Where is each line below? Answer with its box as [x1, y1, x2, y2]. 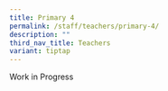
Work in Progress [9, 71, 74, 82]
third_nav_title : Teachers [9, 38, 111, 48]
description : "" [9, 30, 70, 39]
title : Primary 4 [9, 13, 75, 23]
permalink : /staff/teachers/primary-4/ [9, 22, 160, 31]
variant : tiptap [9, 47, 70, 56]
